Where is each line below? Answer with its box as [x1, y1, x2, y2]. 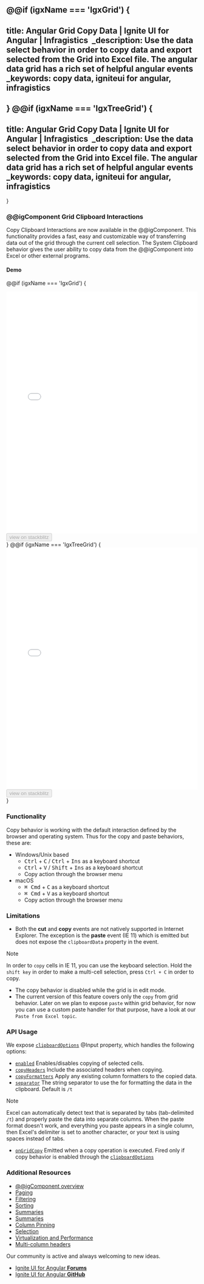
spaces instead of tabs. [6, 1135, 65, 1142]
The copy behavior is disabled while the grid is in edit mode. [15, 986, 166, 994]
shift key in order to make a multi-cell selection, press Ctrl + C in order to [6, 968, 194, 976]
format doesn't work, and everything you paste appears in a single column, [6, 1122, 194, 1129]
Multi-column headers [15, 1240, 71, 1247]
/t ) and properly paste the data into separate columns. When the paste [6, 1115, 185, 1123]
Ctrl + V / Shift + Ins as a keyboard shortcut [24, 864, 143, 871]
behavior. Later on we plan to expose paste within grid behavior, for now [15, 1000, 196, 1007]
